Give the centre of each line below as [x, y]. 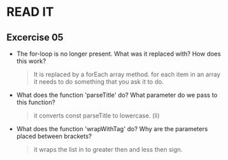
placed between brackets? [54, 136]
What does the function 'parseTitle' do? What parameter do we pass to [117, 95]
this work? [31, 61]
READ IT [30, 12]
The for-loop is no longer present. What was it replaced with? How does [118, 54]
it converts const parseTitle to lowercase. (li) [96, 115]
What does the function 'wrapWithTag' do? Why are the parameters [112, 129]
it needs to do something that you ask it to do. [99, 82]
